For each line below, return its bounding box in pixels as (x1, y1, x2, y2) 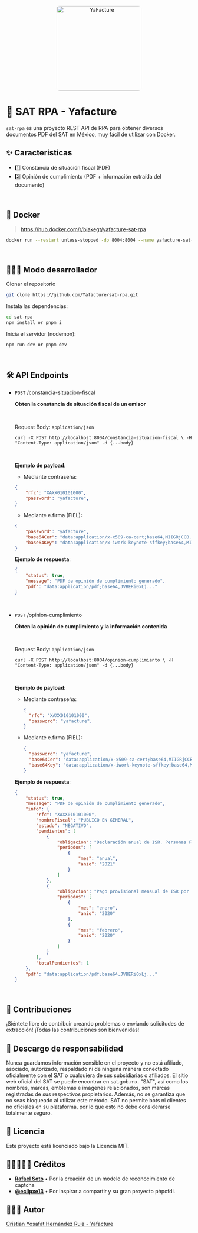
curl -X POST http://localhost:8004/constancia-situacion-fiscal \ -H (14, 434, 192, 440)
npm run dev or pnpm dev (6, 342, 67, 348)
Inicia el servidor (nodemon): (6, 330, 77, 337)
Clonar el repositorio (6, 281, 56, 288)
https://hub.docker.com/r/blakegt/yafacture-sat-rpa (20, 225, 146, 233)
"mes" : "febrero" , (78, 927, 124, 933)
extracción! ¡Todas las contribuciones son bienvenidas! (6, 1026, 140, 1034)
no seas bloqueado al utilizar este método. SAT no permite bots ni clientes (6, 1096, 187, 1104)
